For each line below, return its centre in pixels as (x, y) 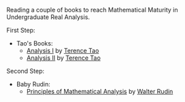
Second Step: (26, 71)
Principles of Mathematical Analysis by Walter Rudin (100, 91)
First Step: (21, 30)
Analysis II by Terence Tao (63, 58)
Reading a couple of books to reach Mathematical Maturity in (92, 10)
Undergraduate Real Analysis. (48, 17)
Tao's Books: (34, 43)
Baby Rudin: (33, 84)
